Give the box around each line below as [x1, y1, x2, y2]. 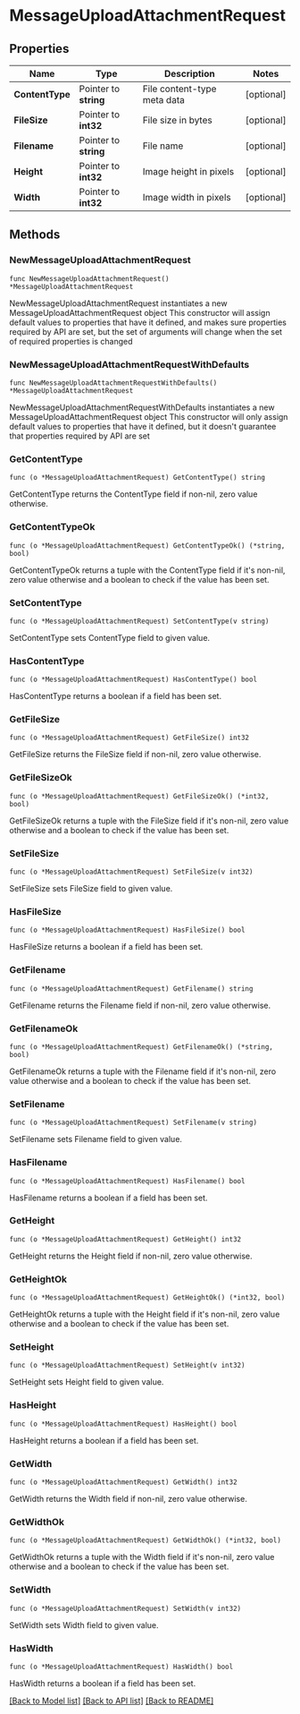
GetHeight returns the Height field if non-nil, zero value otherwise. [9, 1250, 253, 1261]
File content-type [142, 82, 217, 95]
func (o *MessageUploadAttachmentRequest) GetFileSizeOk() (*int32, [9, 791, 270, 801]
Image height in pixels [142, 166, 235, 177]
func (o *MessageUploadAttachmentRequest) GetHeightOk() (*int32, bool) [9, 1293, 286, 1302]
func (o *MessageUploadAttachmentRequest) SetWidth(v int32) [9, 1604, 242, 1613]
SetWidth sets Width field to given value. [9, 1619, 159, 1630]
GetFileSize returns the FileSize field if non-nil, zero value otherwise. [9, 749, 262, 760]
